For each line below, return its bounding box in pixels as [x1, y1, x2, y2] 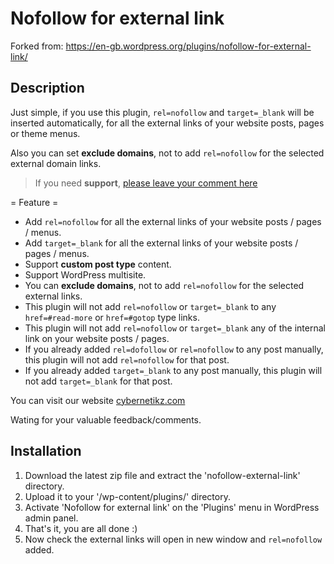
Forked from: [10, 40, 64, 52]
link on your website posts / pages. [24, 332, 170, 344]
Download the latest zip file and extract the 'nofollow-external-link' [24, 469, 301, 481]
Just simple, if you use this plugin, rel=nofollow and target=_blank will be [10, 106, 315, 118]
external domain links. [10, 157, 102, 169]
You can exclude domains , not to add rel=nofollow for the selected [24, 279, 305, 291]
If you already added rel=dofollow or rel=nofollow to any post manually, [24, 343, 324, 355]
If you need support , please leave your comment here [34, 177, 258, 189]
